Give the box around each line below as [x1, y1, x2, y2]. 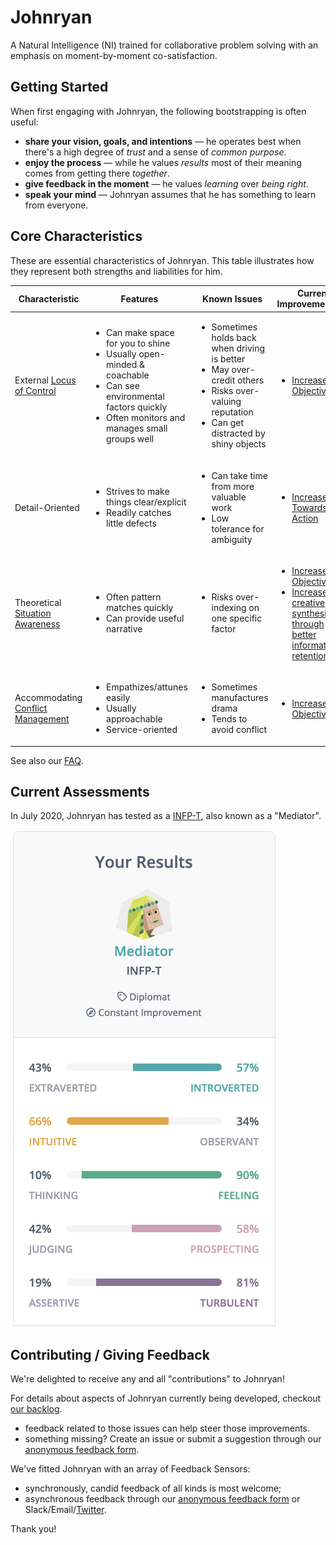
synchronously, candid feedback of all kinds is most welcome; [24, 1482, 282, 1495]
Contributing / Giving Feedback [10, 1346, 210, 1363]
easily [106, 692, 131, 704]
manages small [106, 422, 168, 434]
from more [211, 480, 255, 492]
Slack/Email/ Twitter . [24, 1504, 107, 1516]
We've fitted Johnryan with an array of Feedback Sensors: [10, 1463, 251, 1475]
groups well [106, 432, 155, 445]
